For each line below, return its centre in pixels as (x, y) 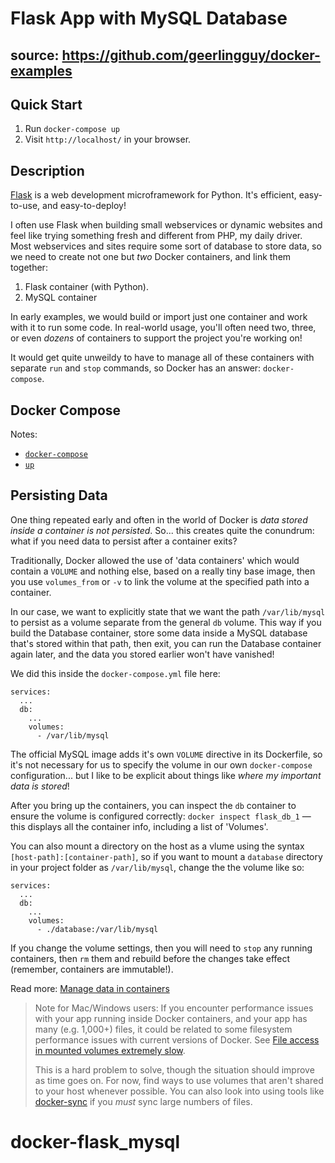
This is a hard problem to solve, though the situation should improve (174, 1069)
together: (29, 268)
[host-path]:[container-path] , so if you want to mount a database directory (166, 856)
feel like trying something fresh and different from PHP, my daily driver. (156, 236)
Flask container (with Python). (86, 287)
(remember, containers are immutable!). (92, 969)
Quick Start (46, 104)
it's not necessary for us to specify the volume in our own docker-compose (161, 764)
